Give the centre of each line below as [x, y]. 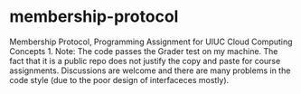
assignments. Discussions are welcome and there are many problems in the [150, 70]
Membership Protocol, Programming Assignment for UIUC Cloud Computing [151, 42]
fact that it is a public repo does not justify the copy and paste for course [145, 61]
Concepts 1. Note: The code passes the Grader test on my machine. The [144, 51]
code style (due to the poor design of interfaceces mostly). [119, 80]
